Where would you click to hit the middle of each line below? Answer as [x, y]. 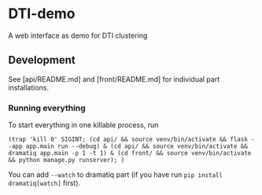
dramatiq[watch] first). [44, 183]
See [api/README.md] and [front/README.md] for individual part [114, 79]
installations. [29, 87]
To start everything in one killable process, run [83, 125]
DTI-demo [42, 14]
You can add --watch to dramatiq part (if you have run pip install [115, 175]
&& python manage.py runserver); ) [66, 160]
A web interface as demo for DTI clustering [78, 35]
